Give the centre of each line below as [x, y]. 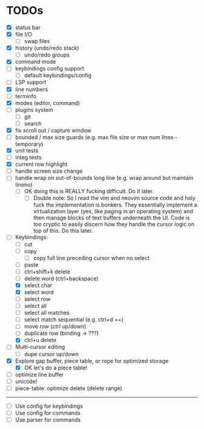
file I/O [23, 34]
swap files [37, 41]
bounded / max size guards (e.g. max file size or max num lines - [96, 137]
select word [39, 292]
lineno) [24, 185]
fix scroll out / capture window [53, 130]
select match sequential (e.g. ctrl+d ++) [74, 320]
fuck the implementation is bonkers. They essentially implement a [115, 205]
